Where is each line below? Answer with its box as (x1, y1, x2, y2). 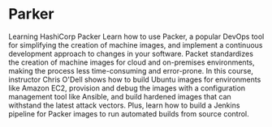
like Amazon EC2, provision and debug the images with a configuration (8, 83, 246, 93)
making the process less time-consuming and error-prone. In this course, (8, 66, 254, 75)
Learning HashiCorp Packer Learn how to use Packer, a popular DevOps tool (8, 32, 265, 41)
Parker (8, 5, 54, 23)
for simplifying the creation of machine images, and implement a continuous (8, 40, 263, 49)
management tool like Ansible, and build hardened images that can (8, 91, 231, 101)
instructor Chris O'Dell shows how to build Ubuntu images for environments (8, 74, 261, 84)
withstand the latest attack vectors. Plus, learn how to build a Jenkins (8, 100, 240, 110)
